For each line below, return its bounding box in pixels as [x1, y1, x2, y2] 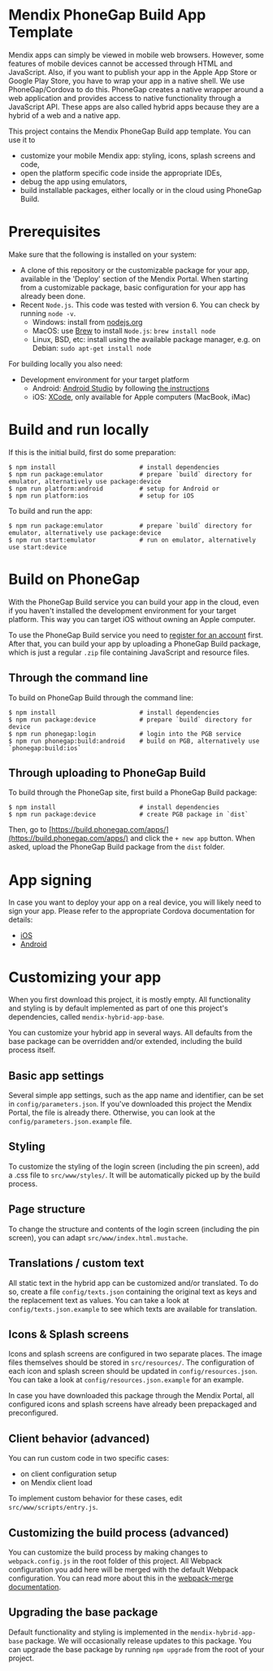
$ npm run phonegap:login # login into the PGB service [8, 730, 242, 738]
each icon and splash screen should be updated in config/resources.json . [8, 1366, 258, 1376]
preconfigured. [8, 1408, 58, 1418]
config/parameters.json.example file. [8, 1116, 132, 1126]
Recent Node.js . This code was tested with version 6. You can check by [19, 300, 260, 309]
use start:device [8, 543, 67, 551]
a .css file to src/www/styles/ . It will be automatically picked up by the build [8, 1170, 261, 1180]
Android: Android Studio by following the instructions [32, 383, 210, 393]
